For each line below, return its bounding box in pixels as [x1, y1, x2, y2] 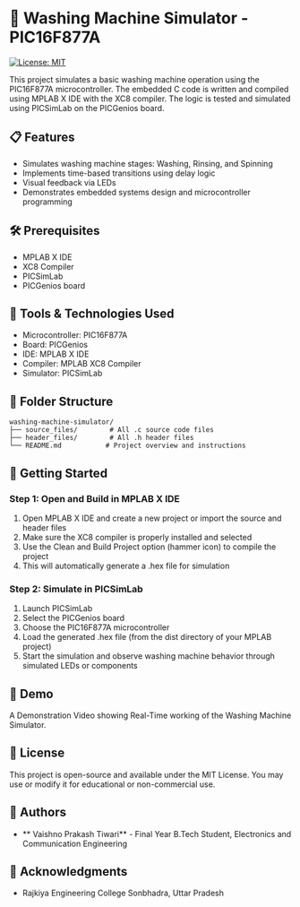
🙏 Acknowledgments [9, 864, 128, 879]
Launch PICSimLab [21, 603, 93, 614]
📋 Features [9, 130, 75, 145]
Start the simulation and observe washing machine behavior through [21, 651, 276, 661]
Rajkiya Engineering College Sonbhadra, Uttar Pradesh [21, 887, 224, 899]
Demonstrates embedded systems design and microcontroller [21, 186, 251, 197]
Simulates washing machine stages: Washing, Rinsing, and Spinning [21, 158, 273, 168]
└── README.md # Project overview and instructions [9, 441, 246, 451]
